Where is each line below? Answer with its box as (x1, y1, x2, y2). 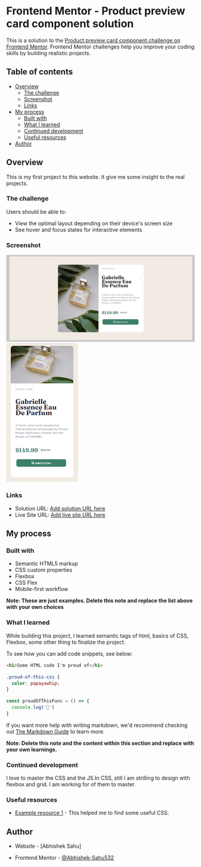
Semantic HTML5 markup (14, 560, 78, 567)
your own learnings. (6, 745, 57, 753)
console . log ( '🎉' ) (11, 705, 55, 711)
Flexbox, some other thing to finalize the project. (6, 638, 126, 645)
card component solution (6, 17, 134, 31)
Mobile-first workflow (14, 586, 69, 593)
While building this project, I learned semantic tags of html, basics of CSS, (6, 632, 189, 639)
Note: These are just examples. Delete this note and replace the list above (6, 597, 193, 604)
